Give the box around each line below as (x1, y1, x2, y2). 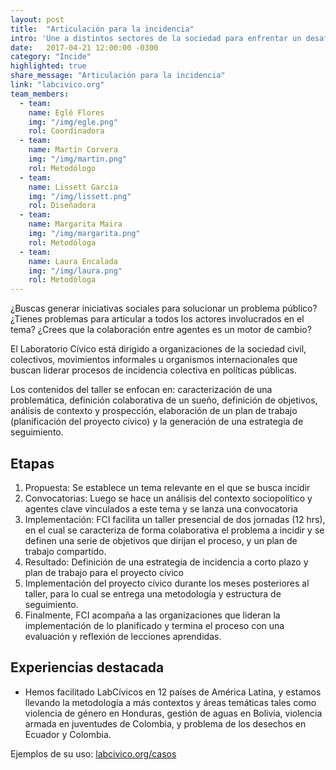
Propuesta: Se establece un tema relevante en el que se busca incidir (24, 481, 311, 493)
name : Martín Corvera (28, 145, 118, 155)
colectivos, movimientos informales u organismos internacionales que (10, 354, 298, 366)
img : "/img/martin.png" (28, 154, 128, 164)
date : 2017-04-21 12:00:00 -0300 (10, 42, 159, 53)
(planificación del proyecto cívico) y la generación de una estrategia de (10, 416, 304, 428)
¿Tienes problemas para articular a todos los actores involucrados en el (10, 313, 305, 325)
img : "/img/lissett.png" (28, 191, 132, 201)
